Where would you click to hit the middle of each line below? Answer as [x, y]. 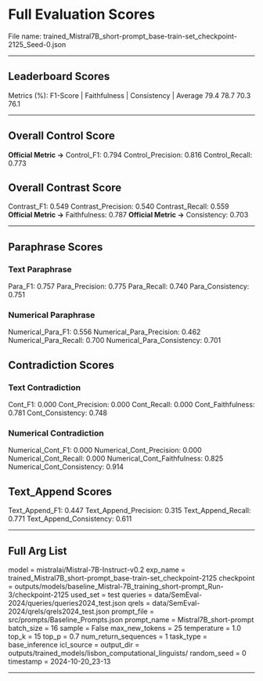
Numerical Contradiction [56, 433]
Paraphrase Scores [56, 247]
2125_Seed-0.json [37, 44]
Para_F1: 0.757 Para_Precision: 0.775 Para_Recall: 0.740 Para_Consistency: [129, 286]
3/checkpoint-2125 [38, 595]
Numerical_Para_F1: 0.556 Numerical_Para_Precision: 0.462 [104, 332]
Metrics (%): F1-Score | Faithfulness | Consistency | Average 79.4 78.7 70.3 [130, 95]
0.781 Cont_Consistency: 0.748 [58, 413]
